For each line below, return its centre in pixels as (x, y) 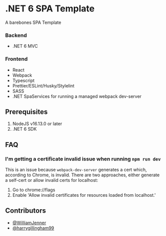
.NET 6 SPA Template (50, 9)
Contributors (26, 211)
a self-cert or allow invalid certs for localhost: (52, 180)
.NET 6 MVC (25, 46)
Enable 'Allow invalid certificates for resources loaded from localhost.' (84, 195)
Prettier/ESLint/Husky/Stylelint (43, 85)
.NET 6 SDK (24, 129)
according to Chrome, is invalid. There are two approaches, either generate (83, 175)
